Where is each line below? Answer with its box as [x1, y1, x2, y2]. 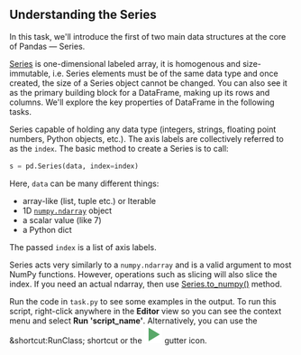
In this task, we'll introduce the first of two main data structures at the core [9, 31, 287, 42]
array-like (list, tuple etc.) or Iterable [22, 195, 156, 206]
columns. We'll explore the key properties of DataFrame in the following [9, 97, 275, 107]
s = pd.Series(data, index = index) [9, 162, 140, 171]
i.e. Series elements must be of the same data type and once [52, 68, 278, 79]
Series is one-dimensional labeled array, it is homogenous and [9, 58, 241, 69]
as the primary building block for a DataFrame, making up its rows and [9, 87, 270, 98]
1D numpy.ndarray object [22, 205, 113, 216]
